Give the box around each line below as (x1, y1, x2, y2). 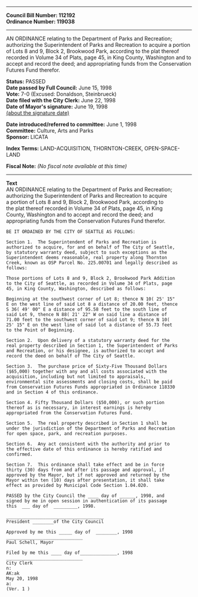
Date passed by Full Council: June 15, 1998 (6, 84, 112, 91)
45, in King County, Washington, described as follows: (6, 286, 146, 292)
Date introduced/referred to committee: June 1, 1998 (6, 121, 137, 128)
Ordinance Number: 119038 (6, 18, 75, 25)
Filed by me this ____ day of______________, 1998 (6, 550, 133, 556)
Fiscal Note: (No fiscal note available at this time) (6, 163, 127, 169)
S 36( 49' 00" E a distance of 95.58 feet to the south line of (6, 306, 167, 312)
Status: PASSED (6, 78, 46, 85)
